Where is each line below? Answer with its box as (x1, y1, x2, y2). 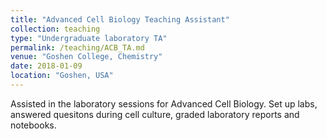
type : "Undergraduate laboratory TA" (10, 33, 168, 43)
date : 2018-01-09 (10, 61, 83, 71)
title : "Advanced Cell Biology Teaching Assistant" (10, 14, 230, 25)
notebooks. (10, 119, 57, 131)
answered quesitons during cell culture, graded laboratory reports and (10, 108, 300, 120)
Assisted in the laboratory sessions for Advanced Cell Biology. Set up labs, (10, 97, 318, 110)
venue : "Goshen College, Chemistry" (10, 52, 163, 62)
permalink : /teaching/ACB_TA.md (10, 42, 145, 53)
